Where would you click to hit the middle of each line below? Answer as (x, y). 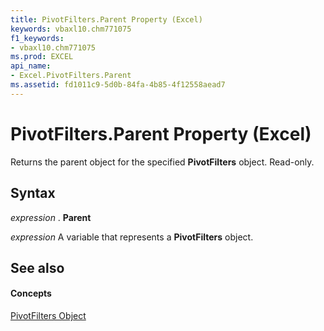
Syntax (33, 193)
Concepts (31, 293)
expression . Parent (51, 217)
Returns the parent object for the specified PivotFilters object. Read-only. (162, 162)
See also (37, 267)
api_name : (31, 66)
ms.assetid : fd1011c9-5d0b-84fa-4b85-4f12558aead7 (118, 85)
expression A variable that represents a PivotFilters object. (132, 237)
